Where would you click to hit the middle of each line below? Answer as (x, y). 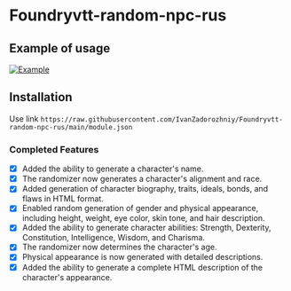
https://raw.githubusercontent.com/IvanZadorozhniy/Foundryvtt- (162, 119)
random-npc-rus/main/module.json (71, 127)
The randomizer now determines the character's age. (119, 247)
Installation (41, 97)
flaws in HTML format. (63, 199)
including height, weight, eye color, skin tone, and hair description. (143, 218)
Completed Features (54, 149)
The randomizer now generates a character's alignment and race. (142, 179)
